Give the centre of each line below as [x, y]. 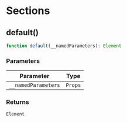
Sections [28, 11]
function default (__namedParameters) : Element [64, 46]
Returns [18, 102]
